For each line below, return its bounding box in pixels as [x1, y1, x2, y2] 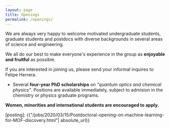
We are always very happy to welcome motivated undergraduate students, [5, 31, 161, 37]
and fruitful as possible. [5, 57, 56, 63]
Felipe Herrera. [5, 72, 37, 78]
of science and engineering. [5, 41, 64, 48]
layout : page [5, 7, 33, 13]
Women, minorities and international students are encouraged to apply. [5, 102, 159, 108]
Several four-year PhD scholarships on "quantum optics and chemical [12, 81, 161, 88]
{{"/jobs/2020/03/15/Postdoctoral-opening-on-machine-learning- [26, 112, 164, 118]
